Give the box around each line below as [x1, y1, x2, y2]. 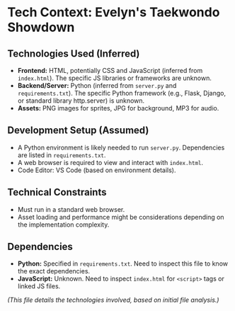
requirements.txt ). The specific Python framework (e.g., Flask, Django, [17, 89, 227, 97]
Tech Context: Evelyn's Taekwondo [7, 4, 220, 21]
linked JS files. [17, 282, 61, 290]
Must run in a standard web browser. [17, 205, 125, 213]
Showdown [7, 19, 75, 35]
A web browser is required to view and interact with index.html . [17, 158, 204, 166]
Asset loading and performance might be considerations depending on [17, 213, 224, 221]
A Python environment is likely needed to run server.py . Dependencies [17, 143, 225, 152]
